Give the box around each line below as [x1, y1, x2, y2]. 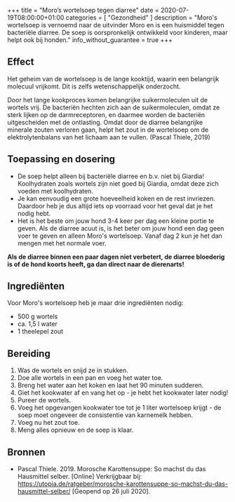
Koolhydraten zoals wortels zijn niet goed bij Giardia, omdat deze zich [17, 179, 219, 188]
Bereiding [7, 347, 51, 360]
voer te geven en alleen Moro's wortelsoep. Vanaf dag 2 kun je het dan [17, 231, 222, 240]
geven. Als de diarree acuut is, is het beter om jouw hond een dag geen [17, 224, 224, 232]
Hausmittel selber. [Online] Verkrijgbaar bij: [17, 473, 142, 481]
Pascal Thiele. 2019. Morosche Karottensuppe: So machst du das [17, 465, 206, 473]
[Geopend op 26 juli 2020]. [72, 487, 151, 496]
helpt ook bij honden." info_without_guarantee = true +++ [7, 36, 173, 44]
